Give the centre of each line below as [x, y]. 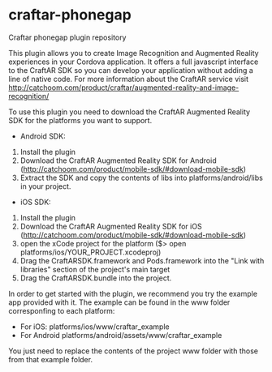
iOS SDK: [35, 202]
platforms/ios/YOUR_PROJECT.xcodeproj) [91, 252]
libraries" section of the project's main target [95, 269]
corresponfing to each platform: [62, 310]
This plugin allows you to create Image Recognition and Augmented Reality [134, 53]
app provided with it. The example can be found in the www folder [119, 302]
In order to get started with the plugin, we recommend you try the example [133, 293]
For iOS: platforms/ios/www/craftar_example [95, 327]
